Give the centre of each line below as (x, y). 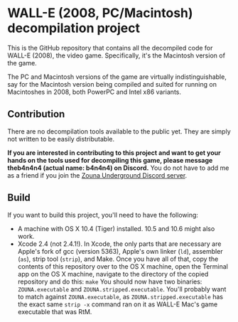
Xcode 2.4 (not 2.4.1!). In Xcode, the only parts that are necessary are (119, 244)
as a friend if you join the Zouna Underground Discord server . (97, 175)
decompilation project (74, 28)
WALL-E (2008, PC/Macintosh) (100, 13)
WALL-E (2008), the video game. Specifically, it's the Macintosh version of (117, 55)
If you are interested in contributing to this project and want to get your (114, 152)
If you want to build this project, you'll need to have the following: (103, 215)
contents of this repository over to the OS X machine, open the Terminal (123, 266)
